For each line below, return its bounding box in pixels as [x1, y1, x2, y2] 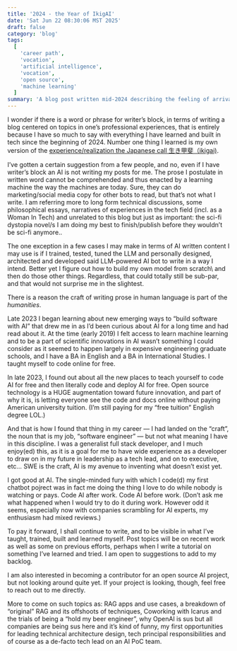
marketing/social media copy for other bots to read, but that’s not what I [7, 190, 216, 199]
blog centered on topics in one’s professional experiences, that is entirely [7, 123, 220, 131]
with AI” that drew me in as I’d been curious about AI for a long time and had [7, 322, 229, 330]
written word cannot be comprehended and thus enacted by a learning [7, 175, 213, 184]
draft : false [7, 23, 46, 30]
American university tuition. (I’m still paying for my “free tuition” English [7, 403, 214, 411]
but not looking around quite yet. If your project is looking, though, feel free [7, 578, 226, 587]
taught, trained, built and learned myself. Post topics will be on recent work [7, 535, 226, 543]
